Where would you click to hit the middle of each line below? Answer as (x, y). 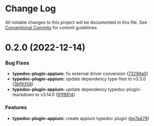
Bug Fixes (17, 63)
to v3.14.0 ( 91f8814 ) (55, 95)
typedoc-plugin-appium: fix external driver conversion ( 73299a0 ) (80, 74)
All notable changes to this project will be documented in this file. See (76, 22)
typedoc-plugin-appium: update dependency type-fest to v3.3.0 (79, 79)
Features (16, 108)
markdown (23, 95)
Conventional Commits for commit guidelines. (51, 27)
